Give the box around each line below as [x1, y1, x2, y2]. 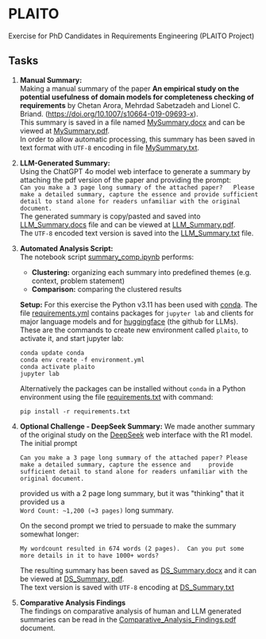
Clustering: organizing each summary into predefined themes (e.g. [31, 267, 252, 277]
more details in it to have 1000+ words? [19, 552, 159, 560]
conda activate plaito [19, 362, 95, 370]
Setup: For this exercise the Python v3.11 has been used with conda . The [19, 300, 258, 309]
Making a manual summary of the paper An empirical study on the [19, 83, 240, 93]
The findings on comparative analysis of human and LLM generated [19, 606, 242, 616]
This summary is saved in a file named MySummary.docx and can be [19, 117, 245, 127]
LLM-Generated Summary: [19, 158, 110, 168]
